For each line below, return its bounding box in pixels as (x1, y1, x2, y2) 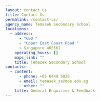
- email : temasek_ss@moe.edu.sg (18, 79, 88, 84)
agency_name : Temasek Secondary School (5, 21, 91, 27)
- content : (10, 69, 33, 74)
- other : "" (18, 83, 45, 88)
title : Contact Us (5, 12, 45, 17)
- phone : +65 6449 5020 (18, 74, 70, 79)
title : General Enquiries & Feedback (14, 88, 95, 93)
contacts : (5, 64, 27, 69)
